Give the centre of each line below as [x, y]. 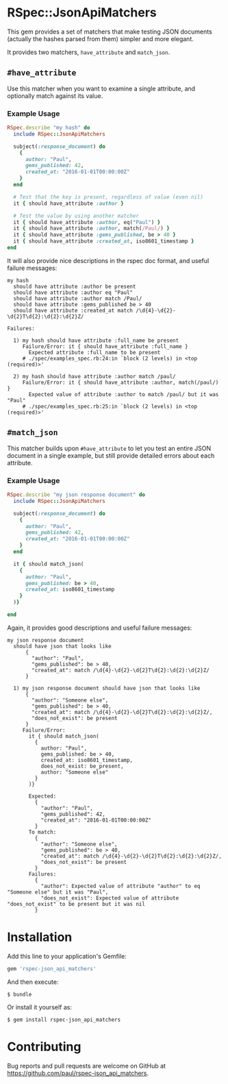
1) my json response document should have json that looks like [107, 688]
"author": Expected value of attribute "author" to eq [121, 886]
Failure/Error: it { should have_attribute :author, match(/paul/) [121, 382]
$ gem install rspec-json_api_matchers [64, 1020]
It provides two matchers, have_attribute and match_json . [88, 52]
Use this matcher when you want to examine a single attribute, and [101, 88]
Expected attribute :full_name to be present [94, 352]
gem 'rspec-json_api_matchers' [52, 969]
